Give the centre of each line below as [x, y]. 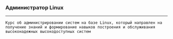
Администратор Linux [34, 8]
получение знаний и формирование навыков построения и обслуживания [80, 27]
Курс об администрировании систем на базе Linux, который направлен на [84, 23]
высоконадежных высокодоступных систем [48, 32]
